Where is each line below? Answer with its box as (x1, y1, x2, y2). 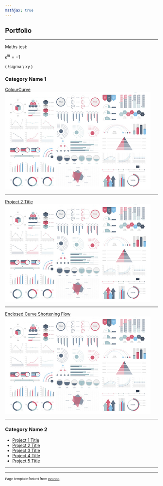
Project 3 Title (12, 448, 40, 453)
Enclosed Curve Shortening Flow (5, 311, 71, 317)
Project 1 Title (12, 437, 40, 443)
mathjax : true (5, 8, 34, 13)
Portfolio (5, 27, 32, 35)
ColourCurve (5, 87, 31, 92)
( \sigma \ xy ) (5, 64, 33, 70)
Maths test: (5, 44, 28, 50)
